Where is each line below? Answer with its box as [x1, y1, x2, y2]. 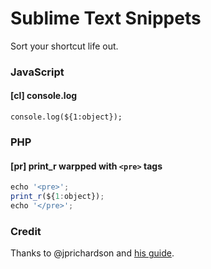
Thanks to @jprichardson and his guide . [10, 247, 175, 259]
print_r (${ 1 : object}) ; [10, 192, 105, 202]
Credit [10, 224, 42, 238]
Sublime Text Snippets [10, 7, 202, 30]
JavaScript [10, 65, 65, 79]
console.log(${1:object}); [10, 112, 123, 122]
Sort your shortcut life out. [10, 40, 119, 52]
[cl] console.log [10, 90, 78, 102]
